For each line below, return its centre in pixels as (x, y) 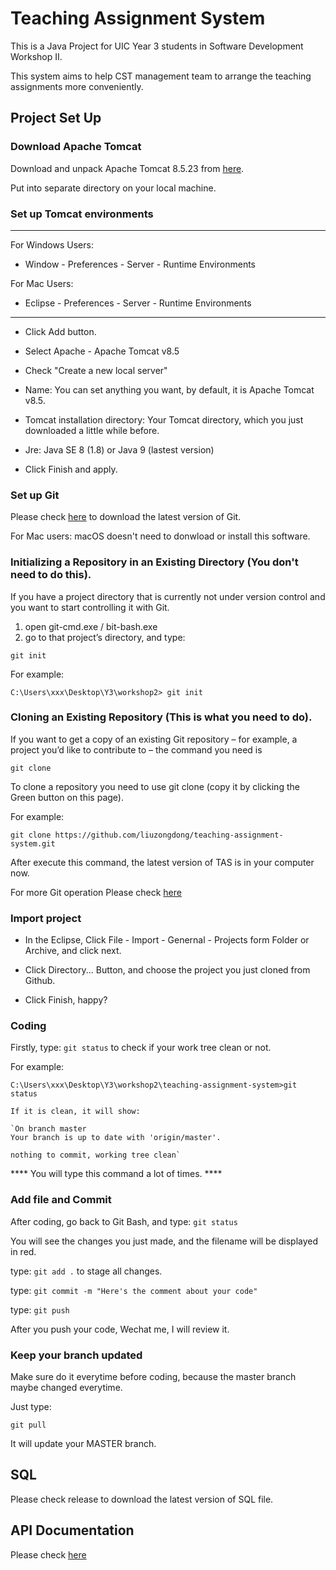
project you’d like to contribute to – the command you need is (136, 749)
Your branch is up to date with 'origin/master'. (116, 1138)
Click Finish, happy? (66, 1000)
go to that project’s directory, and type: (105, 637)
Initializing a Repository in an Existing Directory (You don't (154, 562)
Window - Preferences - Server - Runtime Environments (140, 264)
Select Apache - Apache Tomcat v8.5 (102, 351)
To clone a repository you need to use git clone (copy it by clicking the (155, 786)
